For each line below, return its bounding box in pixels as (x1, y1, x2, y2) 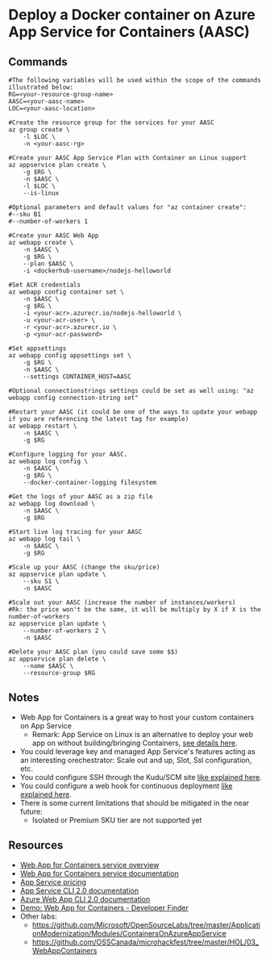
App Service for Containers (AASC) (8, 23, 250, 41)
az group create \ (8, 126, 70, 134)
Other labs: (19, 911, 57, 921)
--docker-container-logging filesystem (23, 478, 157, 486)
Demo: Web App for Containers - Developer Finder (19, 903, 189, 912)
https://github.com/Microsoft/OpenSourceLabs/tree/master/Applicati (31, 919, 260, 929)
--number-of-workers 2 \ (23, 627, 106, 635)
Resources (8, 839, 64, 853)
